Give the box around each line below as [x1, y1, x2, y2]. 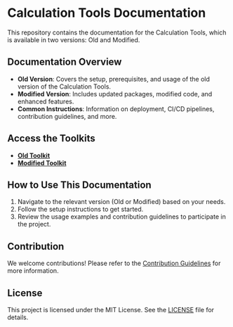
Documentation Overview [7, 56, 122, 68]
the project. [17, 220, 51, 229]
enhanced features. [17, 97, 74, 105]
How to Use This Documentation [7, 179, 152, 191]
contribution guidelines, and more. [17, 112, 117, 120]
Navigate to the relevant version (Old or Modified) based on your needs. [17, 198, 226, 206]
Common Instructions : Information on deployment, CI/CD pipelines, [17, 104, 215, 113]
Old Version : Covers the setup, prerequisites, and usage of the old [17, 75, 211, 83]
